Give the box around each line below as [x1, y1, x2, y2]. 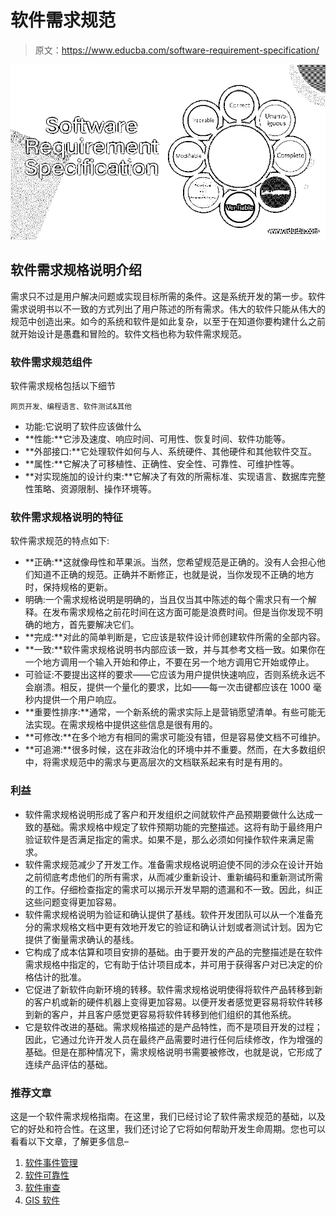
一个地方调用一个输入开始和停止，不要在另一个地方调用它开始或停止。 [24, 656, 315, 668]
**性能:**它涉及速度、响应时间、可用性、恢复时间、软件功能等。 [24, 433, 291, 445]
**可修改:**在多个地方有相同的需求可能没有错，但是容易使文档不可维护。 [24, 731, 326, 743]
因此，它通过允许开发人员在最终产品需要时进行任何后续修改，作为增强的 [24, 1033, 323, 1045]
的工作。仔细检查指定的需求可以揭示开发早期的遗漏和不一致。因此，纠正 [24, 883, 323, 895]
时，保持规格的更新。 [24, 581, 113, 593]
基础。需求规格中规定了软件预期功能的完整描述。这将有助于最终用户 [42, 821, 323, 833]
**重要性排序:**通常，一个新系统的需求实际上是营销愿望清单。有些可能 [24, 706, 317, 718]
